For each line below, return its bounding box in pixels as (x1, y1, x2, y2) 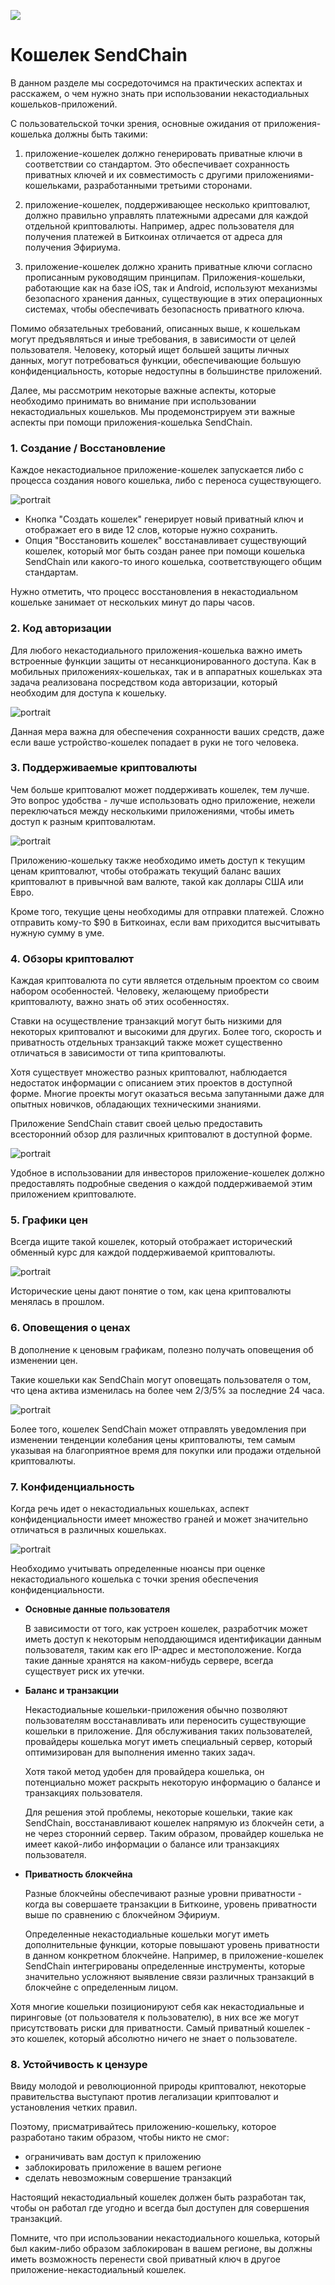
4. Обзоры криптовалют (10, 951, 135, 965)
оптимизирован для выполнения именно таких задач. (24, 1746, 256, 1759)
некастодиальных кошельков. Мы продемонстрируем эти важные (10, 405, 296, 417)
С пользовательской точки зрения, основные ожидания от (10, 117, 262, 129)
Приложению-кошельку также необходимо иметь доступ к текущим (10, 854, 306, 866)
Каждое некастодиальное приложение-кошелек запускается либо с (10, 464, 304, 476)
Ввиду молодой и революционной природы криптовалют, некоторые (10, 2080, 307, 2092)
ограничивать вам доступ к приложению (24, 2151, 202, 2163)
